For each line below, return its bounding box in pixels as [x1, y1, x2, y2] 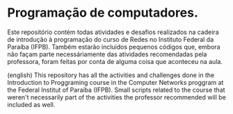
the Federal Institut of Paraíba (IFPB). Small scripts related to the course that [7, 85, 225, 94]
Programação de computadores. [7, 5, 198, 21]
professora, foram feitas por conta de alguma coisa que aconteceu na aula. [7, 57, 223, 65]
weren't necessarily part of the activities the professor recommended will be [7, 92, 226, 101]
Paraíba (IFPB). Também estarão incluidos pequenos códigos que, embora [7, 42, 220, 51]
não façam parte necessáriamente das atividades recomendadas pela [7, 50, 207, 58]
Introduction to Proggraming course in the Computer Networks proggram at [7, 78, 224, 86]
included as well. [7, 100, 56, 108]
